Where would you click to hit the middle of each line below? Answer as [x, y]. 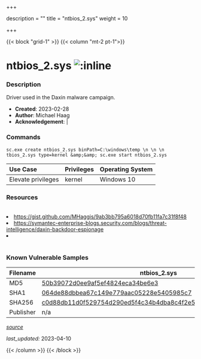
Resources [22, 197]
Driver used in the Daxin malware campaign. [61, 98]
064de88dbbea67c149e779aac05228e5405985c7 [117, 293]
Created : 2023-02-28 [42, 109]
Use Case [23, 169]
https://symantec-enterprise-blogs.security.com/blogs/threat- [91, 223]
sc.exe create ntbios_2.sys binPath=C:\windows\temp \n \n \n [85, 150]
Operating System [126, 169]
